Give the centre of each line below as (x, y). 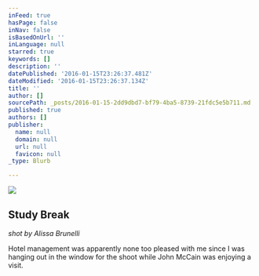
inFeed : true (29, 15)
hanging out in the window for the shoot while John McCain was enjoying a (129, 256)
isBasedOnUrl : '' (36, 37)
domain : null (36, 139)
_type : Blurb (29, 162)
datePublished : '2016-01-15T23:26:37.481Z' (80, 74)
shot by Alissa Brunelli (44, 233)
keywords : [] (29, 60)
